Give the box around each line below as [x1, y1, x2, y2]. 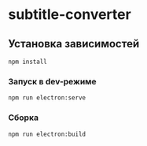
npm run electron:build [8, 130, 86, 138]
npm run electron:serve [8, 94, 86, 102]
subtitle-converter [8, 6, 131, 24]
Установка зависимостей [8, 37, 140, 51]
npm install [8, 58, 47, 66]
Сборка [8, 112, 39, 123]
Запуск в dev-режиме [8, 76, 97, 87]
